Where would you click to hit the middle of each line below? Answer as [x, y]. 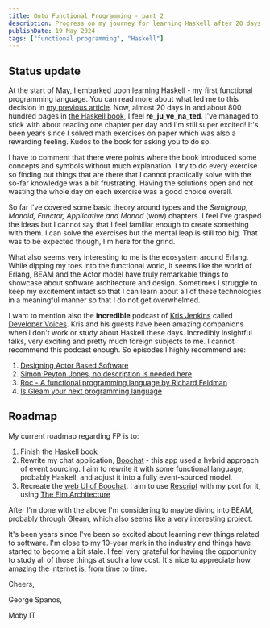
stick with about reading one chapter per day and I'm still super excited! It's [133, 125]
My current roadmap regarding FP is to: [74, 435]
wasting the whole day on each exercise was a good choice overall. [120, 192]
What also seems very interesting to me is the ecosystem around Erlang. [129, 257]
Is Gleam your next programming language [91, 391]
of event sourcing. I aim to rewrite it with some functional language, [132, 468]
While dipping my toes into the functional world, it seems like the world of [130, 266]
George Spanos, [35, 599]
